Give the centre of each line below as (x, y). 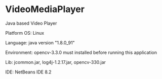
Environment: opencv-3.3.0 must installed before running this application (81, 52)
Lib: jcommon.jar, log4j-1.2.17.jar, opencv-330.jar (56, 62)
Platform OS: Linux (25, 33)
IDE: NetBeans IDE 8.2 (28, 72)
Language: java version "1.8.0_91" (40, 43)
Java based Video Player (31, 23)
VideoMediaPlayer (45, 9)
